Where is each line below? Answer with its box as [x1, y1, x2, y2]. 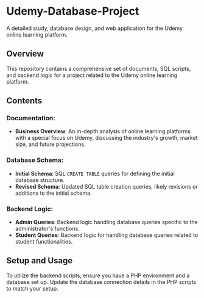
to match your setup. [6, 285, 59, 292]
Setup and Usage [6, 255, 73, 266]
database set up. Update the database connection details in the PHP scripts [6, 278, 197, 285]
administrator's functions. [15, 225, 80, 233]
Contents [6, 96, 43, 106]
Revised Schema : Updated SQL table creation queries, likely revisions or [15, 183, 198, 190]
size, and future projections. [15, 140, 86, 148]
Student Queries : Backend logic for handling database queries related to [15, 231, 199, 239]
